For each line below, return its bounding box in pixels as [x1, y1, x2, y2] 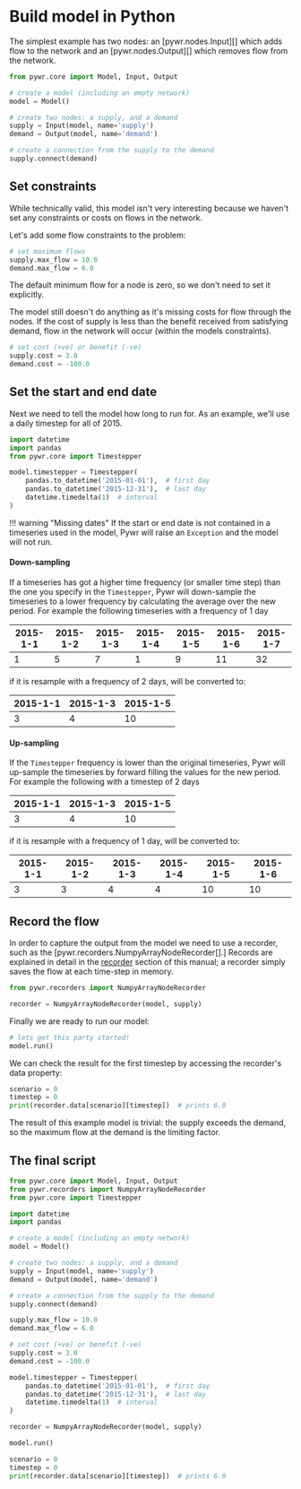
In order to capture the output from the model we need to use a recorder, [9, 938, 279, 949]
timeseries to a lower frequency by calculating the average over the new [9, 596, 276, 607]
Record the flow [9, 914, 100, 929]
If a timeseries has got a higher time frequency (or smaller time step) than [9, 577, 281, 588]
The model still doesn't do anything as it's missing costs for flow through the [9, 306, 292, 317]
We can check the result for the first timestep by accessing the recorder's [9, 1057, 282, 1068]
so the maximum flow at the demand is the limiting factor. [9, 1127, 221, 1138]
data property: [9, 1067, 63, 1078]
